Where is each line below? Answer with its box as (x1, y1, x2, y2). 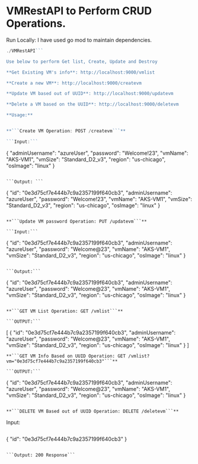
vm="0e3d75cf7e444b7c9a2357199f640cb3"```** (6, 358, 118, 364)
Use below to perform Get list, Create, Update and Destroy (6, 58, 158, 65)
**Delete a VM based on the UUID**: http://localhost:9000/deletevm (6, 101, 179, 107)
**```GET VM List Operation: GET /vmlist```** (6, 308, 123, 314)
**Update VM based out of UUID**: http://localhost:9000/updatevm (6, 91, 174, 97)
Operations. (6, 17, 66, 30)
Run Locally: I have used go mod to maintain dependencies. (6, 36, 152, 43)
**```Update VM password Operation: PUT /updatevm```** (6, 218, 147, 224)
